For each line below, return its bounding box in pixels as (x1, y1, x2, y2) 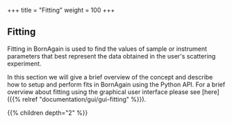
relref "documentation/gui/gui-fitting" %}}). (22, 95, 147, 103)
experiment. (7, 59, 42, 68)
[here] (201, 87, 220, 96)
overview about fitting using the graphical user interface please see (7, 87, 201, 96)
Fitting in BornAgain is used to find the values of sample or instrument (7, 45, 207, 53)
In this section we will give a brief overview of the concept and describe (7, 72, 213, 81)
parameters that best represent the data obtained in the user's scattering (7, 52, 216, 60)
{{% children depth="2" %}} (7, 108, 88, 117)
